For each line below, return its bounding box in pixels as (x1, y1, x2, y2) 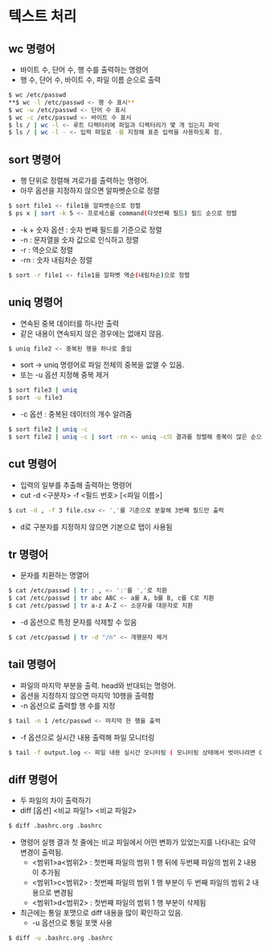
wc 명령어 (8, 42, 55, 56)
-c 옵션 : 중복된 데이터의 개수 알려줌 (19, 409, 133, 419)
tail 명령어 (8, 658, 56, 671)
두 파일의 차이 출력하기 (19, 795, 92, 806)
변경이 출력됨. (19, 848, 64, 857)
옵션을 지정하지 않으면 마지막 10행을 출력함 (19, 691, 154, 700)
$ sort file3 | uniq (8, 386, 78, 395)
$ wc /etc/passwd (8, 91, 67, 99)
